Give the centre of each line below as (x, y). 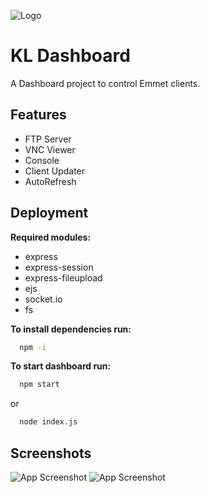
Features (38, 115)
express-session (59, 267)
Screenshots (51, 453)
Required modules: (51, 237)
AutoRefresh (50, 181)
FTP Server (48, 139)
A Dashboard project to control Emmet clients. (105, 83)
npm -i (33, 347)
